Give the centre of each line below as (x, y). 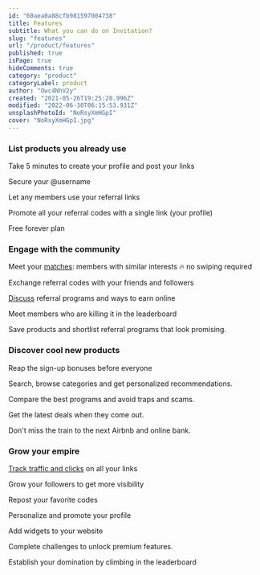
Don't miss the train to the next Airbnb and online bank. (100, 430)
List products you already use (67, 148)
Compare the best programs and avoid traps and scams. (102, 399)
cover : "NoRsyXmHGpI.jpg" (51, 121)
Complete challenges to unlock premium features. (91, 547)
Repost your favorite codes (53, 500)
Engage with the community (64, 249)
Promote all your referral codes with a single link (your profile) (111, 213)
